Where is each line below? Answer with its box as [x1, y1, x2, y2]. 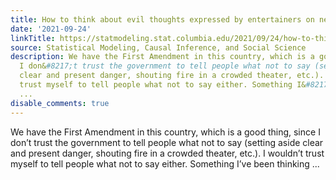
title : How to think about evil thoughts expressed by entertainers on [10, 14, 315, 25]
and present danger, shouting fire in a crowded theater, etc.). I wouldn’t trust [10, 147, 325, 159]
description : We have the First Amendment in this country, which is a [10, 52, 315, 62]
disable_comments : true [10, 98, 110, 108]
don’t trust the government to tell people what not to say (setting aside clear [10, 136, 324, 148]
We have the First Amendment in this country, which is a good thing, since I [10, 126, 321, 138]
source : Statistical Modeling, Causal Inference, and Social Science [10, 42, 307, 53]
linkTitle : [10, 33, 56, 43]
